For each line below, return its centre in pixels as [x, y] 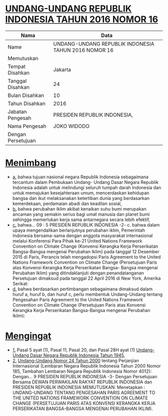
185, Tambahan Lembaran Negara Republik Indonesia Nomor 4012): [82, 371]
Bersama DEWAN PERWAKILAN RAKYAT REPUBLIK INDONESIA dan [82, 382]
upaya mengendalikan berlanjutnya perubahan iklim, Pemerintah [78, 230]
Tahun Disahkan [27, 103]
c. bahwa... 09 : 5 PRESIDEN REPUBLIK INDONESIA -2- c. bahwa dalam [86, 225]
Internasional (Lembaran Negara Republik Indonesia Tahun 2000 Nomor [86, 366]
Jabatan [17, 112]
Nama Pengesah [27, 126]
